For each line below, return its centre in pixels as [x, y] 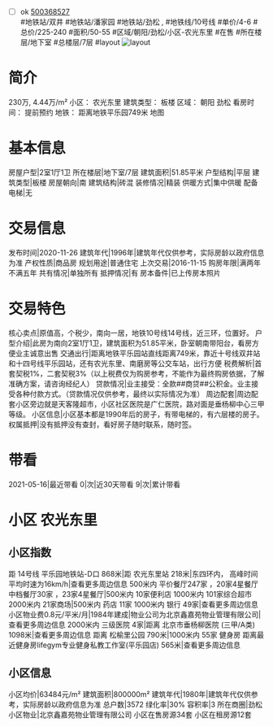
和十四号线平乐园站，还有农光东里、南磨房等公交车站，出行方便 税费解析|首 [135, 363]
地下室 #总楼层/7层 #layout [75, 42]
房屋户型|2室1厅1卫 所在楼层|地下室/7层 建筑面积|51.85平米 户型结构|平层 [130, 172]
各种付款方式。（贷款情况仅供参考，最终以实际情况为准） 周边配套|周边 [133, 394]
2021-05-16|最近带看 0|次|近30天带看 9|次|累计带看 [95, 484]
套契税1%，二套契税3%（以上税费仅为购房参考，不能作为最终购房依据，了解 [136, 373]
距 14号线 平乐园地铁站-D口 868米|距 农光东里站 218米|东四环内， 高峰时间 [133, 573]
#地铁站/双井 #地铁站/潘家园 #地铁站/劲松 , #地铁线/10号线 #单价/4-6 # [139, 22]
